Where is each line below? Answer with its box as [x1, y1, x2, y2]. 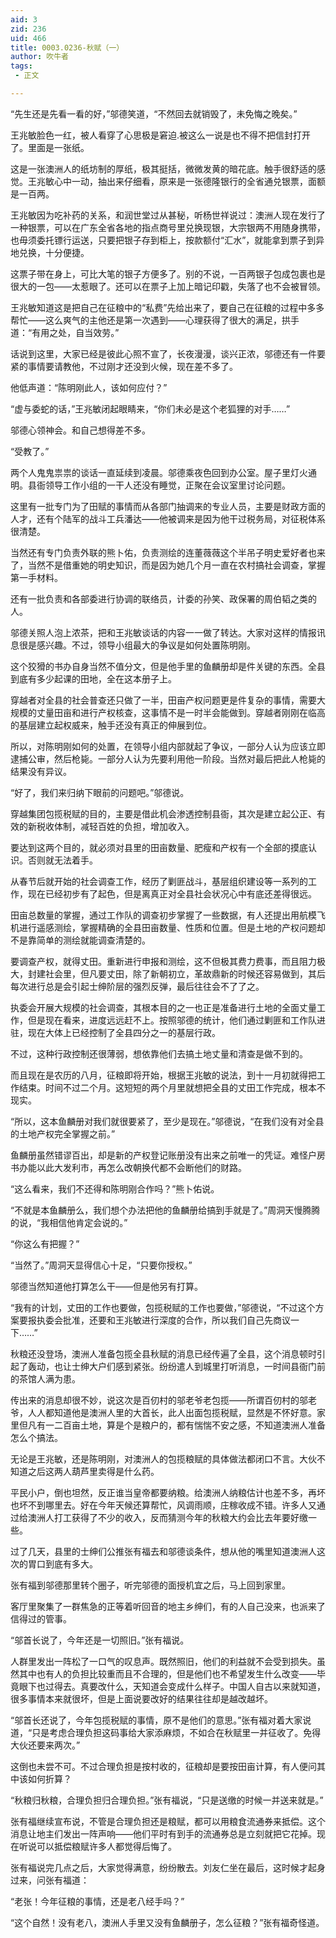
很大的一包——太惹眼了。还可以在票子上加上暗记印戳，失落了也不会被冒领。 [10, 280, 326, 292]
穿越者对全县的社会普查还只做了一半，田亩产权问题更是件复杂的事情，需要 [10, 694, 317, 706]
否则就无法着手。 [27, 854, 98, 866]
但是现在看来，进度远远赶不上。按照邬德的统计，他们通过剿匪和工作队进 [27, 1014, 326, 1026]
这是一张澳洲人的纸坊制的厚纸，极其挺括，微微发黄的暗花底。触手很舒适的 [10, 162, 317, 175]
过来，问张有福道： [10, 1874, 90, 1886]
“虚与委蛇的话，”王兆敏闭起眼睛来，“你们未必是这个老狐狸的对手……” [10, 402, 291, 415]
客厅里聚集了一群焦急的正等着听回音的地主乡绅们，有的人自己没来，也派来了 [10, 1600, 326, 1612]
